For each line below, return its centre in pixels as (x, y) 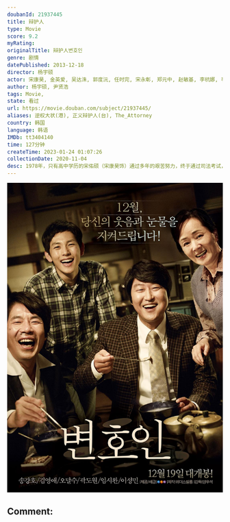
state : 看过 (23, 101)
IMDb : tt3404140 (30, 137)
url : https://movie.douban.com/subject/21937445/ (79, 109)
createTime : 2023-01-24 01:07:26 (55, 152)
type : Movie (24, 29)
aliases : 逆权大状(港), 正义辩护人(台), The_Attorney (80, 116)
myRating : (21, 43)
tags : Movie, (26, 94)
